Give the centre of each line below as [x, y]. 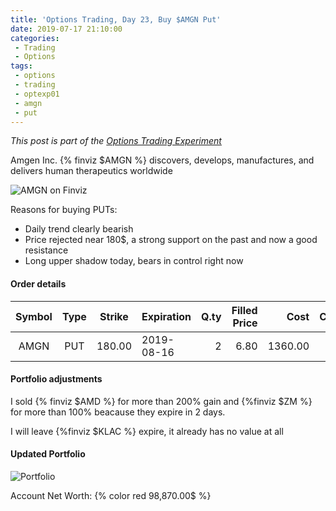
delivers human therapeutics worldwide [91, 171]
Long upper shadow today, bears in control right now [134, 261]
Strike [114, 316]
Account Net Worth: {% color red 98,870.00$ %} [111, 495]
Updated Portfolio [48, 454]
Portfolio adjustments [56, 379]
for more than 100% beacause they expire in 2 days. [118, 412]
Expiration [166, 316]
